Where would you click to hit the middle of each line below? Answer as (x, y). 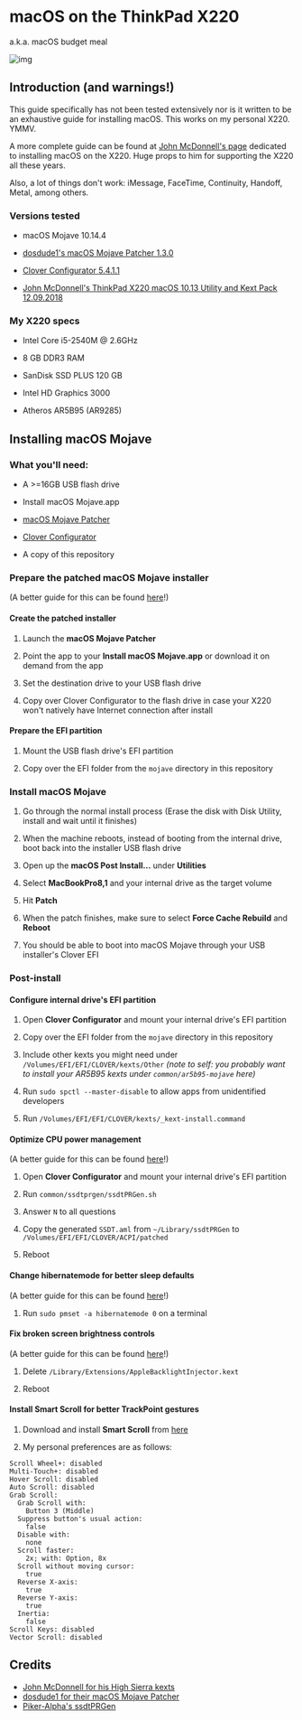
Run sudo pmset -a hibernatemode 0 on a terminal (114, 1313)
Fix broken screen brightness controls (82, 1333)
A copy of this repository (69, 555)
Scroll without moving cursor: (76, 1566)
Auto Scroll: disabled (52, 1487)
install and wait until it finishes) (80, 821)
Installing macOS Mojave (81, 439)
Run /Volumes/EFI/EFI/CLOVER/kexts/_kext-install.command (134, 1118)
